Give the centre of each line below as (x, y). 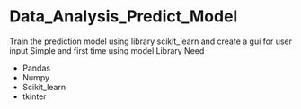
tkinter (34, 96)
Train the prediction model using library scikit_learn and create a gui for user (150, 41)
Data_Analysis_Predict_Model (124, 17)
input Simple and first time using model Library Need (107, 50)
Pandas (36, 68)
